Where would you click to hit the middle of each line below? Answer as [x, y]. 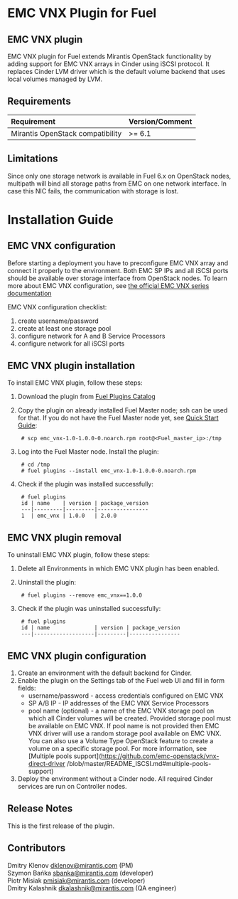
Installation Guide [60, 219]
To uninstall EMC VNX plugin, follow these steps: [79, 555]
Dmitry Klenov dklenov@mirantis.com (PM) [70, 865]
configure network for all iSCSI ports [71, 344]
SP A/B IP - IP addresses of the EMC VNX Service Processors [119, 703]
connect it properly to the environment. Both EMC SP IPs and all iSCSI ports [118, 270]
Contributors [37, 848]
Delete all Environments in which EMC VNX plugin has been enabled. [118, 569]
